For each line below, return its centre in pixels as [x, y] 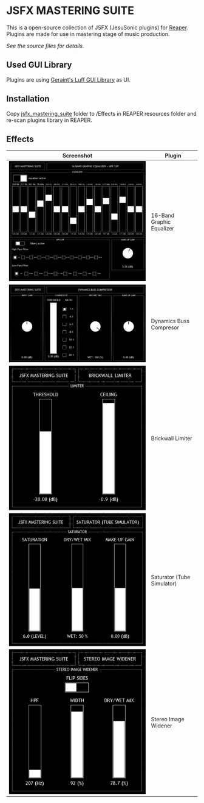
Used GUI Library [39, 65]
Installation [28, 99]
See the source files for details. [45, 46]
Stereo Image [168, 719]
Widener [161, 726]
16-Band [163, 215]
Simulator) [164, 584]
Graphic [161, 222]
